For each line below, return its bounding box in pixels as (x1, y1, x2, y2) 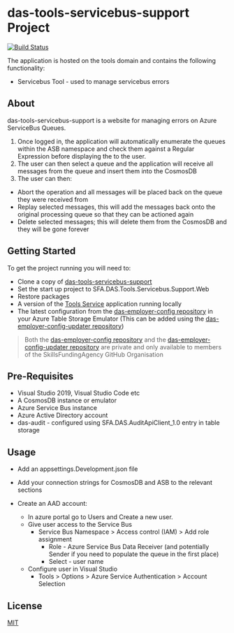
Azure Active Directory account (17, 411, 108, 420)
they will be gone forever (17, 225, 89, 233)
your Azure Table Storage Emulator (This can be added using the (17, 314, 205, 323)
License (7, 599, 43, 612)
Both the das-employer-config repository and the (24, 335, 166, 344)
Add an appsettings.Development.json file (17, 465, 138, 473)
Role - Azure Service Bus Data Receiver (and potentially (48, 543, 210, 551)
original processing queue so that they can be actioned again (17, 210, 194, 218)
